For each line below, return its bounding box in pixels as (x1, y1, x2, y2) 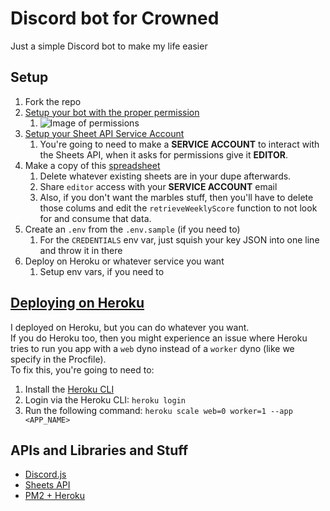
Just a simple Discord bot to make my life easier (10, 40, 208, 52)
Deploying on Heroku (10, 295, 145, 312)
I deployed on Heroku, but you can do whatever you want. (10, 321, 250, 333)
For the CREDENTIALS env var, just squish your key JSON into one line (39, 233, 320, 246)
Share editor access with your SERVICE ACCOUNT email (39, 180, 278, 192)
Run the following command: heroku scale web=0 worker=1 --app (24, 404, 293, 416)
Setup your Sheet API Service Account (24, 127, 185, 139)
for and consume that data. (39, 212, 152, 224)
